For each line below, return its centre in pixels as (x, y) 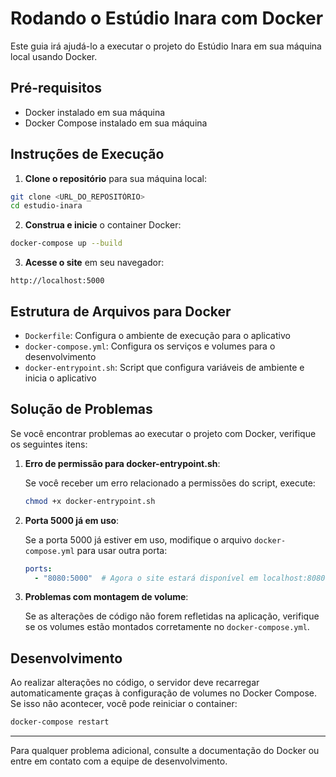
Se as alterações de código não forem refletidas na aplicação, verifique (172, 616)
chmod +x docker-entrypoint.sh (90, 501)
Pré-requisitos (56, 88)
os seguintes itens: (49, 444)
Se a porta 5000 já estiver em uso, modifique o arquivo (138, 539)
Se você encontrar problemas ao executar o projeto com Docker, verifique (163, 433)
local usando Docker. (54, 56)
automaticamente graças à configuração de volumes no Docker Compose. (164, 693)
